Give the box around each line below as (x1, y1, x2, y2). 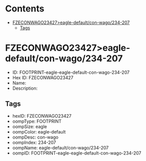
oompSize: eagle (12, 123, 47, 130)
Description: (12, 85, 38, 91)
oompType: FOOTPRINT (12, 118, 62, 124)
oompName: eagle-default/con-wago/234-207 (12, 145, 109, 151)
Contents (5, 3, 45, 14)
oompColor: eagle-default (12, 129, 66, 135)
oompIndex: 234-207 (12, 139, 56, 145)
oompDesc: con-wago (12, 134, 59, 140)
